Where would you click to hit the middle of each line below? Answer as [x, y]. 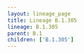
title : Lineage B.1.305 [42, 20]
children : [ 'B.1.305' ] [41, 40]
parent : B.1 [25, 33]
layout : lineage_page [39, 14]
